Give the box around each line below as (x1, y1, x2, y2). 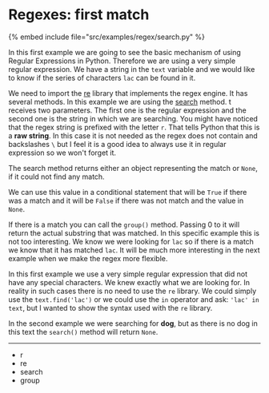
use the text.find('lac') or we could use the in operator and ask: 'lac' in (8, 294, 259, 304)
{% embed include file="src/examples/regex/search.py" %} (8, 32, 206, 42)
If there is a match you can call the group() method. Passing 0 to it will (8, 220, 240, 229)
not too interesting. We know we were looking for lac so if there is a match (8, 236, 255, 246)
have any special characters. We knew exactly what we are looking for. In (8, 277, 251, 287)
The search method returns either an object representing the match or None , (8, 163, 259, 173)
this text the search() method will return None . (8, 327, 159, 336)
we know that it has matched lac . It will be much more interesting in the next (8, 245, 260, 255)
